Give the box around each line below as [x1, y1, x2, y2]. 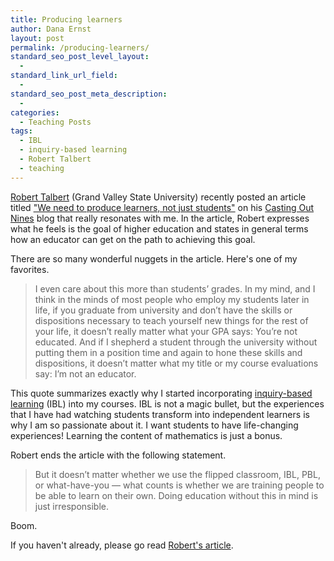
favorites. [10, 263, 50, 275]
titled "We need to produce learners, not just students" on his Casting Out [10, 201, 314, 213]
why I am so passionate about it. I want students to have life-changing [10, 419, 299, 431]
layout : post [10, 33, 65, 43]
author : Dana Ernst [10, 24, 92, 34]
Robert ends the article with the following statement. [10, 449, 227, 461]
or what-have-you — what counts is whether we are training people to [34, 479, 325, 491]
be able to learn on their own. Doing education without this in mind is [34, 489, 319, 501]
